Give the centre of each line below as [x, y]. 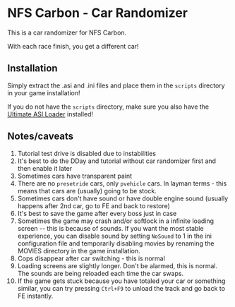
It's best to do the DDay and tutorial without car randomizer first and [117, 161]
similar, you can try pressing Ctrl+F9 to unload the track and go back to [121, 288]
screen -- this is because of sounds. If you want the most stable [110, 228]
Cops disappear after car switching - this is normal [91, 258]
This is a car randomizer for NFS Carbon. [67, 32]
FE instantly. [35, 296]
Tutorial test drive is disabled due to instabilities [87, 153]
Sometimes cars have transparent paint [75, 176]
